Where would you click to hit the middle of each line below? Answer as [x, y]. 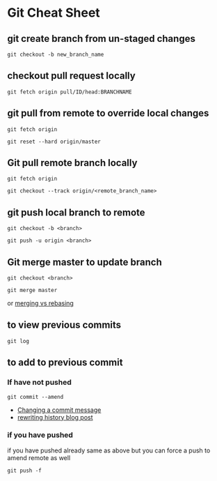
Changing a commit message [59, 410]
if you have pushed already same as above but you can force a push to [109, 450]
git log [18, 341]
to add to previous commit [65, 363]
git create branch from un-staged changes [102, 39]
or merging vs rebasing [41, 303]
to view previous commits [64, 325]
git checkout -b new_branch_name [56, 54]
